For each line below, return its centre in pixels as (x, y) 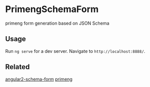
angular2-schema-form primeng (39, 79)
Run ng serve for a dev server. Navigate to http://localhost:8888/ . (75, 51)
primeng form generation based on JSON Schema (57, 23)
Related (18, 67)
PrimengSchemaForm (52, 9)
